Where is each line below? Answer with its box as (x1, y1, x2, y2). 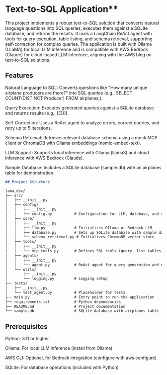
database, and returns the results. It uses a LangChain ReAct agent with (5, 30, 152, 36)
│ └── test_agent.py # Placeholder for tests (5, 290, 126, 295)
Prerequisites (5, 322, 48, 331)
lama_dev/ (5, 188, 26, 193)
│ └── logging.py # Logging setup (5, 276, 108, 281)
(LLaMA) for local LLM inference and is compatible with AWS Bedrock (5, 46, 148, 52)
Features (5, 71, 33, 80)
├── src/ (5, 193, 23, 198)
